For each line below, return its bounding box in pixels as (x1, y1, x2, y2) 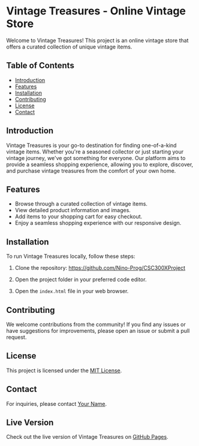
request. (6, 334, 27, 340)
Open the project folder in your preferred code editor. (14, 276, 147, 283)
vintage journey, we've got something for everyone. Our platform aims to (6, 154, 186, 161)
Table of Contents (6, 61, 75, 71)
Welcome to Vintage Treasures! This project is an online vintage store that (6, 37, 189, 44)
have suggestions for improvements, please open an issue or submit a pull (6, 327, 190, 334)
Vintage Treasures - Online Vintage (6, 4, 186, 18)
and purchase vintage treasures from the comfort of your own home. (6, 167, 176, 174)
